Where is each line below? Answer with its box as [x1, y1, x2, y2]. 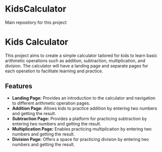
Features [5, 82, 32, 90]
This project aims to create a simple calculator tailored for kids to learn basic [5, 52, 158, 58]
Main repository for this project [5, 19, 67, 25]
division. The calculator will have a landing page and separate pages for [5, 63, 148, 68]
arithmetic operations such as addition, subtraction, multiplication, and [5, 57, 146, 64]
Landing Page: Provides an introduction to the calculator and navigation [12, 95, 156, 101]
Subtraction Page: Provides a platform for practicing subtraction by [12, 116, 147, 121]
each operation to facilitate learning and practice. [5, 68, 103, 74]
